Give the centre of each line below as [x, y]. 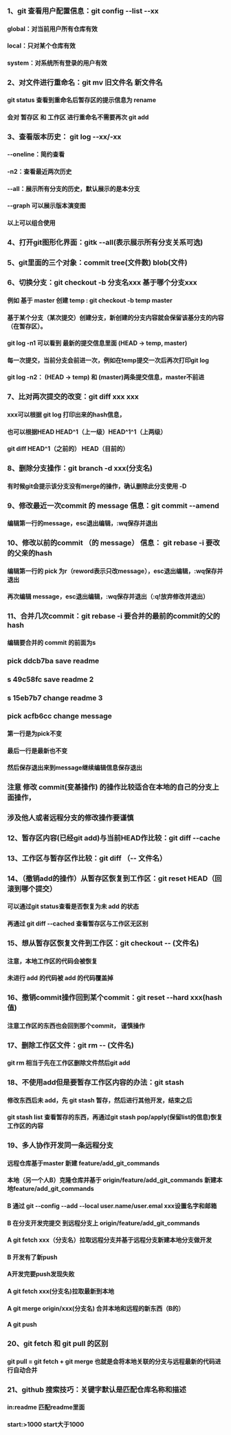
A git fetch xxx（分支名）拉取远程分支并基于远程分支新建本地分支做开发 [110, 1240]
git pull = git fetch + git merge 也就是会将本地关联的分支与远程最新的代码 [111, 1361]
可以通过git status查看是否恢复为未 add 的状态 [73, 906]
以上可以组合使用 [31, 223]
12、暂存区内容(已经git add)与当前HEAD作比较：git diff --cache [114, 838]
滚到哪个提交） [32, 889]
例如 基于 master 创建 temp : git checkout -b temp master [90, 301]
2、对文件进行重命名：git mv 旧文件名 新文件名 [85, 82]
